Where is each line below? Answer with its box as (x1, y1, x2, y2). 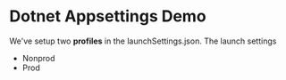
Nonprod (21, 52, 55, 63)
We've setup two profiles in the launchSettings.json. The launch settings (9, 36, 277, 46)
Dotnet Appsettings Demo (9, 6, 207, 27)
